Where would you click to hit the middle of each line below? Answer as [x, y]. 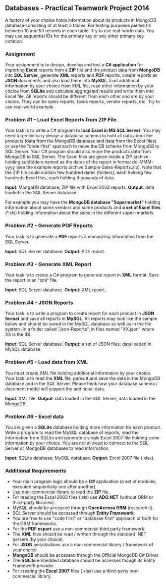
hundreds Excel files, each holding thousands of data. [60, 178]
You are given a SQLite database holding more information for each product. [83, 427]
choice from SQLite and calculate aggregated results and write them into [80, 91]
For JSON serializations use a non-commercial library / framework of [83, 545]
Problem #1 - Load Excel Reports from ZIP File [61, 120]
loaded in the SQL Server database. [41, 193]
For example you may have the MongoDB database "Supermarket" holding [83, 202]
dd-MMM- [143, 162]
